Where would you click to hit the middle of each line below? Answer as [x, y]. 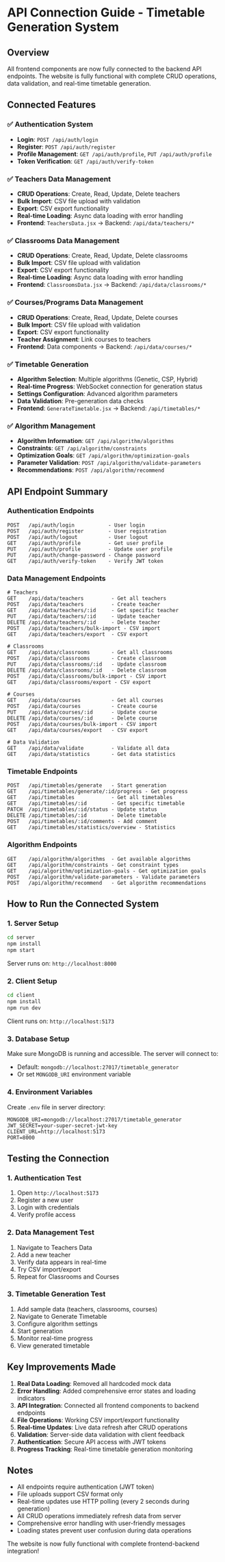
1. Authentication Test [44, 1178]
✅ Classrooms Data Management [63, 240]
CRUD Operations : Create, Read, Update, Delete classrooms [102, 255]
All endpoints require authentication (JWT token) [85, 1487]
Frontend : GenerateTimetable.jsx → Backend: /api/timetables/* [108, 408]
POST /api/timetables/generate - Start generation [87, 785]
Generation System [63, 27]
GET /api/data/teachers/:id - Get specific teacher [93, 611]
